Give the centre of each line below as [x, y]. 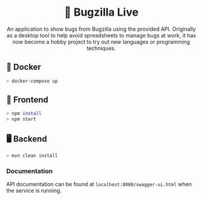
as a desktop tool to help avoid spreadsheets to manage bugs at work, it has [101, 35]
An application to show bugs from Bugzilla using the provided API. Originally [101, 29]
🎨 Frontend [27, 100]
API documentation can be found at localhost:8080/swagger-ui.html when [99, 184]
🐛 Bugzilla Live [101, 12]
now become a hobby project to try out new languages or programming [101, 42]
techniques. [101, 48]
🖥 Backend [27, 139]
